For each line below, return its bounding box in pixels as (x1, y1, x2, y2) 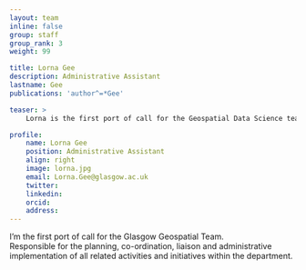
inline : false (9, 22, 64, 31)
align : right (25, 155, 76, 165)
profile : (9, 130, 43, 139)
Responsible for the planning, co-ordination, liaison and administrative (9, 241, 272, 252)
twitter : (25, 181, 59, 190)
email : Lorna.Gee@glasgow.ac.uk (25, 172, 148, 182)
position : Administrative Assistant (25, 147, 166, 156)
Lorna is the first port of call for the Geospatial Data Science (25, 114, 283, 123)
